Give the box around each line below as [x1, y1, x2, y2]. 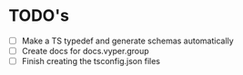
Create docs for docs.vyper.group [21, 46, 149, 56]
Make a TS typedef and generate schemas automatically [21, 35, 234, 46]
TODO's [8, 5, 70, 26]
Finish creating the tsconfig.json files [21, 56, 161, 67]
